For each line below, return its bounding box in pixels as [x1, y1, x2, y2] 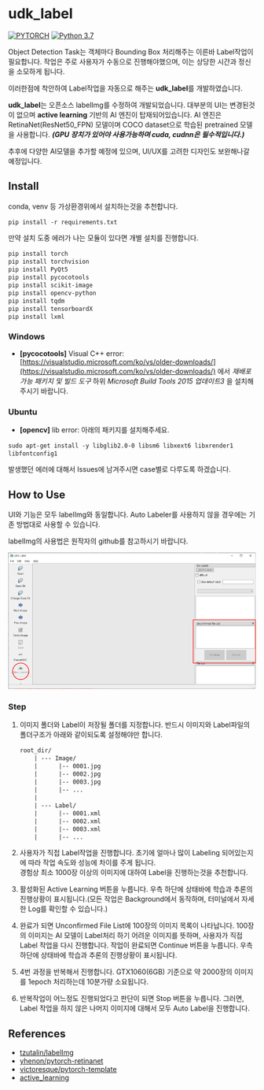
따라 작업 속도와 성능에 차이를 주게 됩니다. [27, 858, 156, 867]
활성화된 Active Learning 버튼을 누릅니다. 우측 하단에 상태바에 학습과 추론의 [19, 884, 253, 894]
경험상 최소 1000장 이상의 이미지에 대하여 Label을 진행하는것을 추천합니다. [19, 868, 249, 877]
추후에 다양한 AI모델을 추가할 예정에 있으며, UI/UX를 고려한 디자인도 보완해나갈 [8, 146, 250, 156]
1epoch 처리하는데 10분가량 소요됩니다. [27, 977, 149, 987]
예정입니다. [8, 156, 42, 165]
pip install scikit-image [8, 281, 93, 289]
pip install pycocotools [8, 273, 90, 281]
